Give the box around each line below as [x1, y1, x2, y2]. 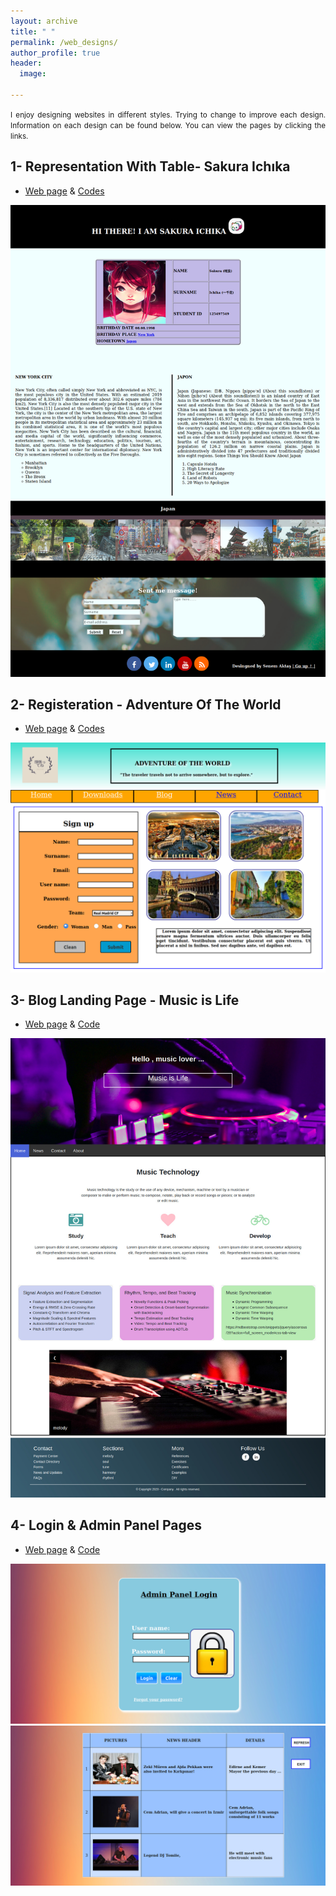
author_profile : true [10, 48, 101, 58]
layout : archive [10, 16, 78, 26]
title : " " [10, 26, 56, 37]
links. [10, 131, 29, 141]
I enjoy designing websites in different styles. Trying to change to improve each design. [10, 110, 326, 120]
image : [19, 69, 47, 79]
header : [10, 58, 43, 69]
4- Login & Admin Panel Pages [10, 1517, 203, 1534]
